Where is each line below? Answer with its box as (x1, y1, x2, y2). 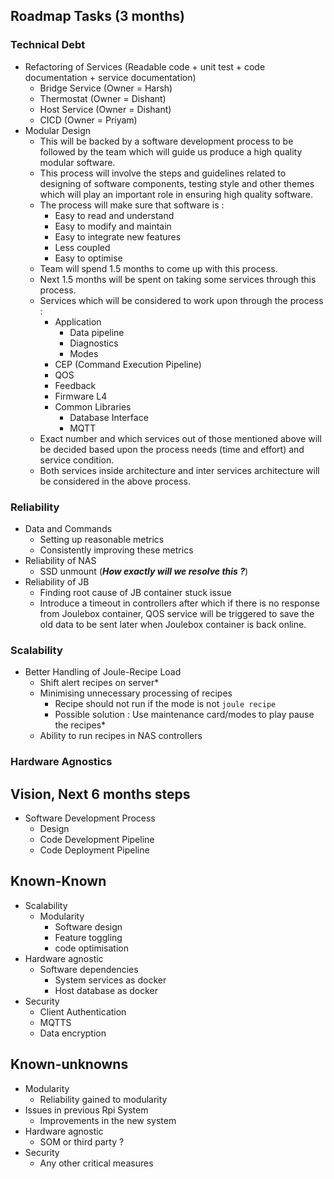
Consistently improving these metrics (39, 544, 194, 556)
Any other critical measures (39, 1157, 154, 1169)
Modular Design (24, 124, 92, 136)
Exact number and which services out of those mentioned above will (39, 432, 322, 444)
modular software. (39, 156, 116, 168)
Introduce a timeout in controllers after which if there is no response (39, 597, 320, 609)
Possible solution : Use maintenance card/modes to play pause (54, 709, 315, 721)
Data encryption (39, 1027, 107, 1039)
